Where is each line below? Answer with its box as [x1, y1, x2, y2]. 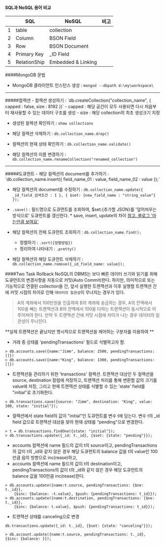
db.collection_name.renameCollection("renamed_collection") [12, 157, 138, 162]
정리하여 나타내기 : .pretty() [19, 246, 76, 252]
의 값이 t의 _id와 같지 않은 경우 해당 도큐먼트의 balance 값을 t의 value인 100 [12, 449, 158, 455]
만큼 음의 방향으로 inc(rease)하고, [12, 455, 78, 460]
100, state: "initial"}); [5, 403, 58, 409]
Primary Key [15, 51, 44, 57]
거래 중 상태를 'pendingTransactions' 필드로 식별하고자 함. [12, 339, 126, 345]
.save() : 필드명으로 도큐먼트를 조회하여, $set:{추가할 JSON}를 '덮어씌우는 [12, 206, 157, 212]
